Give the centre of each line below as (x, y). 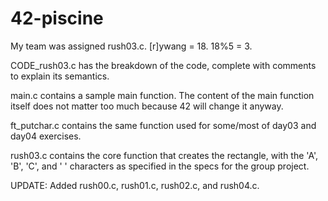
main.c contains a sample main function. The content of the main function (162, 95)
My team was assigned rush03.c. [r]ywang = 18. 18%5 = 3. (131, 46)
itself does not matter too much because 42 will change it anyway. (147, 106)
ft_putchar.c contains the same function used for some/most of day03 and (163, 125)
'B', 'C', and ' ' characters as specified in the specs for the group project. (160, 166)
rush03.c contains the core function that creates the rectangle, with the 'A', (164, 155)
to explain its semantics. (60, 76)
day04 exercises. (46, 136)
